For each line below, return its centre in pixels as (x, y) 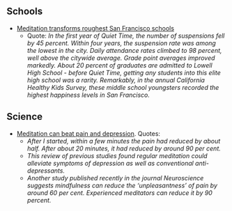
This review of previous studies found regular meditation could (117, 155)
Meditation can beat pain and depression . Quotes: (88, 133)
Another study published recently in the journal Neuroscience (115, 178)
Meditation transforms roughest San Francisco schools (95, 28)
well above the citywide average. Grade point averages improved (121, 58)
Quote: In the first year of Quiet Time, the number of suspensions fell (126, 36)
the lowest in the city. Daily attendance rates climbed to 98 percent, (124, 50)
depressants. (46, 171)
